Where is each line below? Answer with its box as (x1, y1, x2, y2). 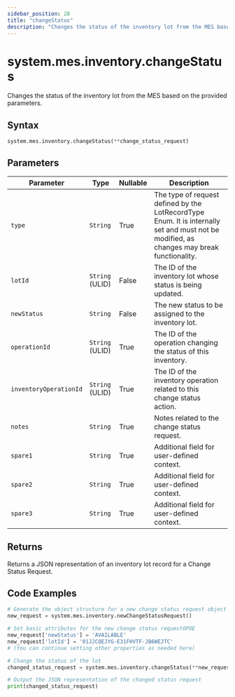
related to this (153, 384, 199, 394)
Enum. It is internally (153, 216, 220, 226)
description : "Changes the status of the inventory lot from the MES (7, 23, 215, 30)
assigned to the (153, 309, 205, 319)
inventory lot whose (153, 271, 219, 281)
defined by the (153, 198, 202, 208)
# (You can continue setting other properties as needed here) (7, 644, 196, 651)
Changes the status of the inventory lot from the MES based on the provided (7, 92, 227, 100)
